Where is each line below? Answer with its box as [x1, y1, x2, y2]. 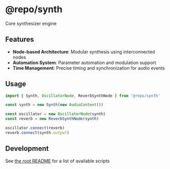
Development [5, 144, 49, 153]
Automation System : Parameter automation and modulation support [12, 60, 156, 66]
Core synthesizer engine [5, 20, 57, 26]
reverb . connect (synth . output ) [5, 130, 70, 135]
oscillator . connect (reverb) [5, 126, 65, 131]
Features [5, 35, 34, 44]
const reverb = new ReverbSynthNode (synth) [5, 116, 99, 122]
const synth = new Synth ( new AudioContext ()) [5, 102, 103, 107]
